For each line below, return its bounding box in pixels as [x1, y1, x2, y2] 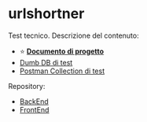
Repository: [8, 81, 46, 91]
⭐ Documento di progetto [19, 46, 105, 56]
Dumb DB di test [19, 57, 73, 67]
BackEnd [19, 96, 49, 106]
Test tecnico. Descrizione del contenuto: [8, 31, 139, 40]
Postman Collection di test [19, 66, 105, 76]
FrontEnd [19, 105, 50, 114]
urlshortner [8, 5, 85, 23]
